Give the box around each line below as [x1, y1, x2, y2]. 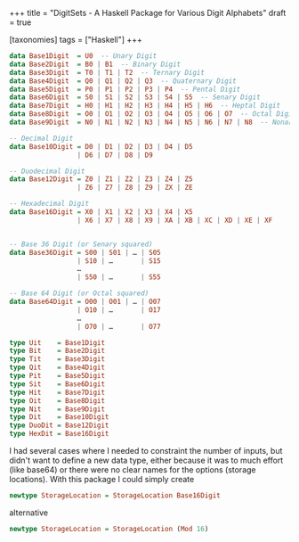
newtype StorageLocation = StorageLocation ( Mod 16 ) [9, 524, 209, 533]
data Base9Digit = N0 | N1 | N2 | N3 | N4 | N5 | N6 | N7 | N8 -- [9, 118, 269, 127]
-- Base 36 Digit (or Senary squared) [9, 240, 153, 249]
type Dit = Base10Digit [9, 413, 109, 422]
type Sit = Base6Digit [9, 379, 105, 389]
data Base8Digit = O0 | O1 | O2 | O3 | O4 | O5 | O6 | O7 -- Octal [9, 110, 273, 119]
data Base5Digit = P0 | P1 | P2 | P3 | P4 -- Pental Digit [9, 85, 241, 94]
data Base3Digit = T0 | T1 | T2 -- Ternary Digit [9, 68, 205, 77]
